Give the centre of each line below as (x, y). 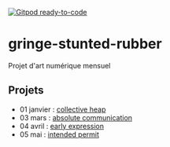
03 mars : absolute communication (76, 117)
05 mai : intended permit (59, 134)
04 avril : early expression (62, 126)
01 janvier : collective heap (63, 109)
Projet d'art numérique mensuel (59, 65)
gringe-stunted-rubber (85, 44)
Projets (26, 90)
